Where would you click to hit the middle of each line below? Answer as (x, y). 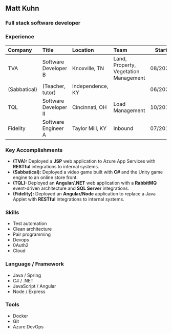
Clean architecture (32, 229)
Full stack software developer (43, 23)
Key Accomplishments (34, 150)
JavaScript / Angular (34, 286)
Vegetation (126, 71)
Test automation (30, 224)
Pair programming (32, 234)
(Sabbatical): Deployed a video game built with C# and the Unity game (88, 172)
